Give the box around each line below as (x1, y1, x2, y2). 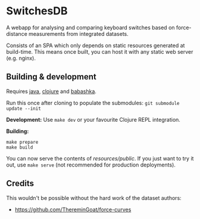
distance (6, 30, 28, 37)
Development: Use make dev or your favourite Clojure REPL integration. (6, 116, 180, 123)
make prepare (6, 139, 39, 145)
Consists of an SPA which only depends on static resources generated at (6, 42, 185, 49)
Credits (6, 178, 35, 189)
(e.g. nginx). (6, 54, 36, 61)
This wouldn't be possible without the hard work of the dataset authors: (6, 194, 182, 201)
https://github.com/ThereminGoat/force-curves (14, 206, 132, 213)
